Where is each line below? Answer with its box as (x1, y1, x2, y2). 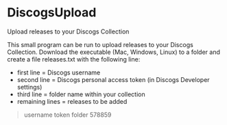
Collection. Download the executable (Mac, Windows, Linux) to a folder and (7, 48, 221, 56)
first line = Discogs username (16, 68, 101, 77)
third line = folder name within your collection (16, 90, 145, 98)
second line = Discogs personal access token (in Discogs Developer (16, 75, 211, 83)
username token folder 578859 (23, 111, 112, 119)
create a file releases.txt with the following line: (7, 55, 141, 63)
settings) (16, 83, 43, 91)
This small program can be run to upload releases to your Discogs (7, 40, 193, 48)
